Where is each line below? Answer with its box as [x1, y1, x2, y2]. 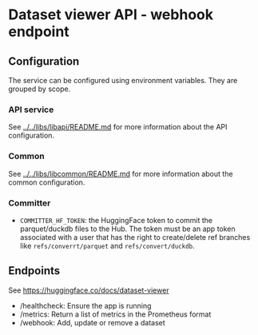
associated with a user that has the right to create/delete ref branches [19, 232, 251, 241]
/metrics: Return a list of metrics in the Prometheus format [19, 309, 212, 319]
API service [8, 104, 54, 115]
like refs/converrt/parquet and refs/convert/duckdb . [19, 241, 196, 250]
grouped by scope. [8, 84, 71, 94]
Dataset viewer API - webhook [8, 6, 214, 24]
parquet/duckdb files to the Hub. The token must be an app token [19, 224, 236, 233]
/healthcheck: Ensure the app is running [19, 301, 152, 310]
